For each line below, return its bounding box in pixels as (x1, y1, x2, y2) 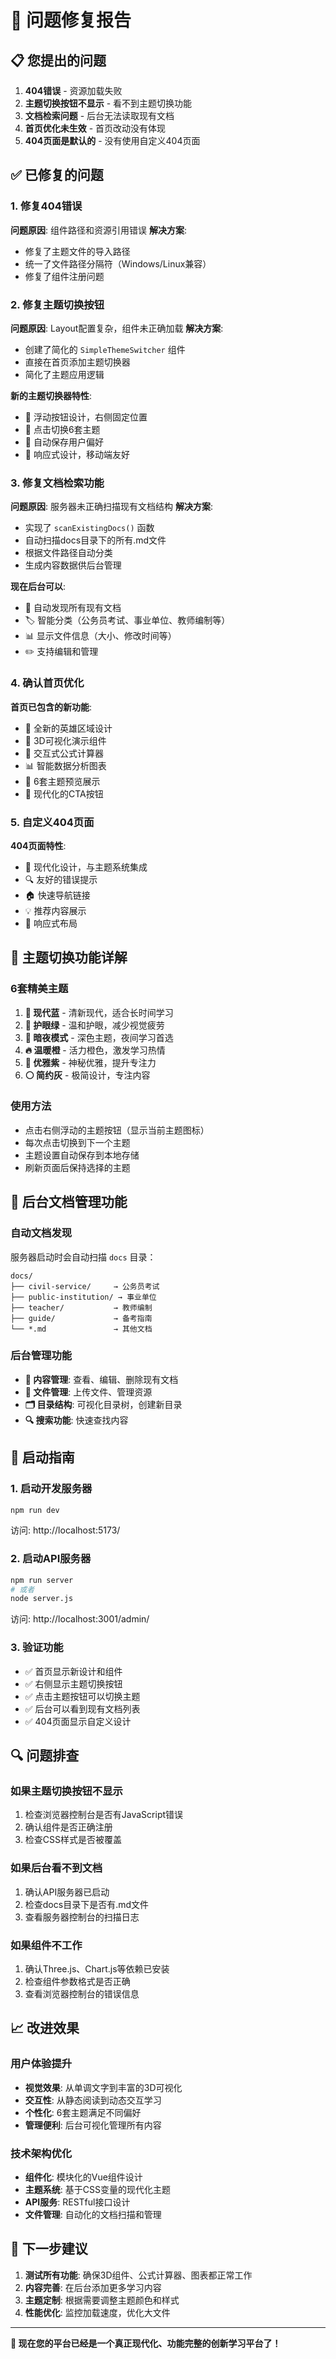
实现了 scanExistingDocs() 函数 (24, 522, 155, 534)
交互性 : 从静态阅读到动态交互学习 (24, 2094, 162, 2106)
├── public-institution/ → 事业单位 (10, 1292, 157, 1302)
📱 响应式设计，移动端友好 (24, 448, 130, 460)
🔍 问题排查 (10, 1747, 80, 1765)
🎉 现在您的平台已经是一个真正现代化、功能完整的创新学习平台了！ (10, 2337, 282, 2349)
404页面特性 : (10, 839, 67, 851)
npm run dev (10, 1505, 60, 1515)
